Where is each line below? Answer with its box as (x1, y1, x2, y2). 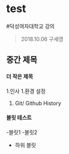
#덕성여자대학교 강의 (6, 22, 55, 30)
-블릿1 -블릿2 (6, 129, 38, 136)
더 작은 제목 (6, 72, 34, 80)
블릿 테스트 (6, 114, 32, 121)
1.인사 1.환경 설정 (6, 87, 46, 95)
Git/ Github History (14, 99, 62, 107)
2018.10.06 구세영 (20, 35, 64, 42)
